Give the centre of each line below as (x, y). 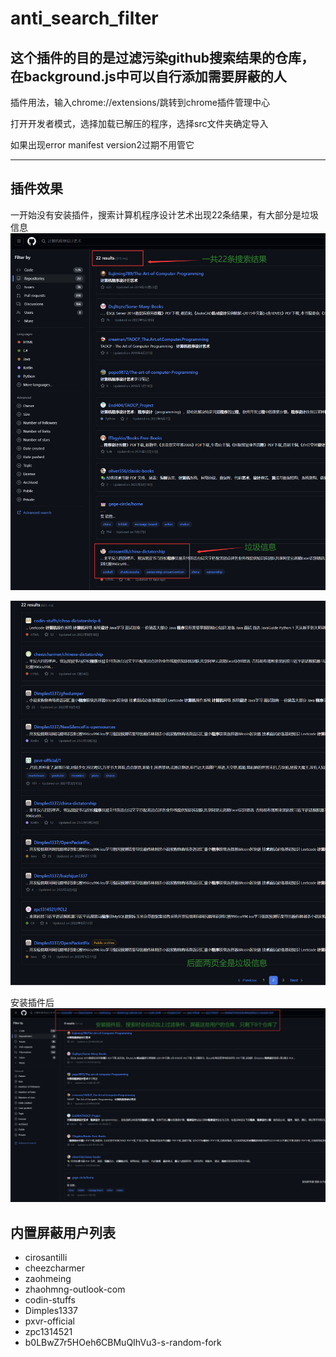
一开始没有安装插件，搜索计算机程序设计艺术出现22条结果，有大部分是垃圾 (165, 214)
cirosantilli (46, 1258)
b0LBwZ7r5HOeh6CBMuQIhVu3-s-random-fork (123, 1343)
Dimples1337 (51, 1311)
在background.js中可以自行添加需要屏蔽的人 (148, 76)
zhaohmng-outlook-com (75, 1289)
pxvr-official (49, 1321)
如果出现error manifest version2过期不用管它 (102, 145)
